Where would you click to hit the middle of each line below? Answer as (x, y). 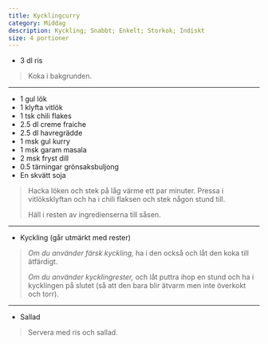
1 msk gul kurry (45, 141)
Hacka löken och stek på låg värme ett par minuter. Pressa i (126, 191)
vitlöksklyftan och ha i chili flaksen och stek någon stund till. (126, 200)
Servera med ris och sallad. (73, 333)
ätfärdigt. (43, 262)
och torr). (43, 294)
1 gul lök (33, 99)
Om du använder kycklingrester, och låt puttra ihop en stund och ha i (141, 277)
